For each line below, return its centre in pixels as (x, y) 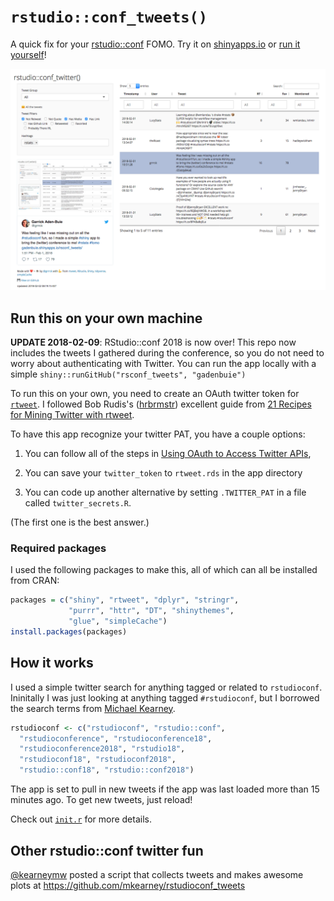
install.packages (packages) (69, 632)
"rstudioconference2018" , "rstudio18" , (102, 749)
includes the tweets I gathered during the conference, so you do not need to (167, 353)
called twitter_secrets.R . (78, 503)
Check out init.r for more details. (81, 819)
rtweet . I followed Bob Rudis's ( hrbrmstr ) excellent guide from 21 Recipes (161, 404)
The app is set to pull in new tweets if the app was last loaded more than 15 (165, 789)
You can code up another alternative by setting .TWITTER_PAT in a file (165, 492)
